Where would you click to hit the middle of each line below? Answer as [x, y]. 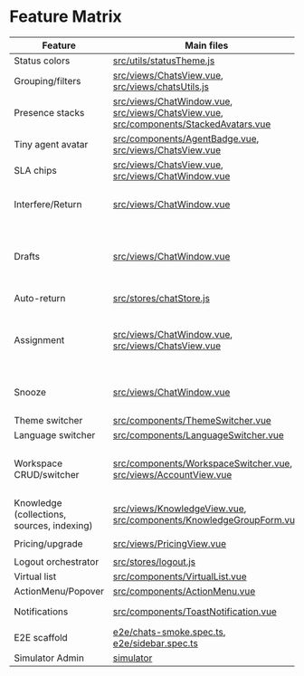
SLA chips [35, 170]
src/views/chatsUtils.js [161, 86]
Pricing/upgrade [48, 543]
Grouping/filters [47, 81]
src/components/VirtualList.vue [180, 576]
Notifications [41, 611]
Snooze [30, 392]
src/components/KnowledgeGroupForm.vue [206, 519]
